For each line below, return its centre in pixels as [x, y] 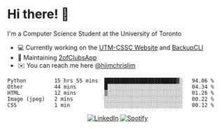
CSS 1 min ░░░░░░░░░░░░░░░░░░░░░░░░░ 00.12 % [111, 105]
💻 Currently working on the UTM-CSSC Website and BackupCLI [110, 47]
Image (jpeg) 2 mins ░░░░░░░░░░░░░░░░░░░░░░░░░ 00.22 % [111, 99]
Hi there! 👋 [38, 14]
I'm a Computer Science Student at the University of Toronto [94, 33]
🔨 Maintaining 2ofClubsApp [57, 57]
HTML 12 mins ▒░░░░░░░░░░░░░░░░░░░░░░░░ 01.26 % [111, 93]
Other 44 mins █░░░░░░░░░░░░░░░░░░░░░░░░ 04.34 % [111, 86]
